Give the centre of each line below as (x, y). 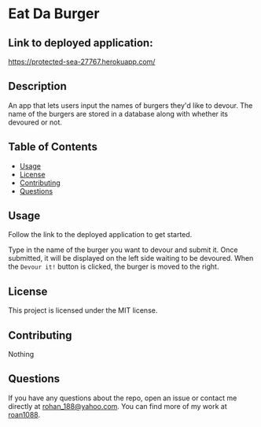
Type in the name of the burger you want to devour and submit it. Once (123, 250)
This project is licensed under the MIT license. (83, 310)
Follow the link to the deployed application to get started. (100, 235)
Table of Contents (53, 147)
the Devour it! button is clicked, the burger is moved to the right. (114, 267)
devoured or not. (35, 122)
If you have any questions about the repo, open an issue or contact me (123, 398)
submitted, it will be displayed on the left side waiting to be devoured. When (131, 258)
